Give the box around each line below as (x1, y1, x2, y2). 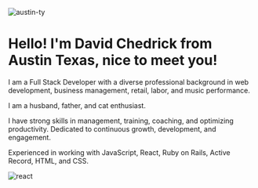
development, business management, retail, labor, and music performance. (8, 85, 251, 95)
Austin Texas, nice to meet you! (8, 52, 218, 70)
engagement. (8, 132, 51, 142)
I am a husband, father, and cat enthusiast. (8, 100, 147, 110)
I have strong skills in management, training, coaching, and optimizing (8, 116, 234, 125)
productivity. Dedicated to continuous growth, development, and (8, 124, 217, 133)
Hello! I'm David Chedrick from (8, 35, 213, 52)
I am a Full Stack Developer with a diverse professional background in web (8, 77, 249, 86)
